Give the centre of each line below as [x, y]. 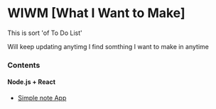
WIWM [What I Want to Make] [96, 13]
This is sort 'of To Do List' [45, 33]
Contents [24, 65]
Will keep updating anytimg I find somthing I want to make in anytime [108, 46]
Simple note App [42, 98]
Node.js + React [31, 82]
